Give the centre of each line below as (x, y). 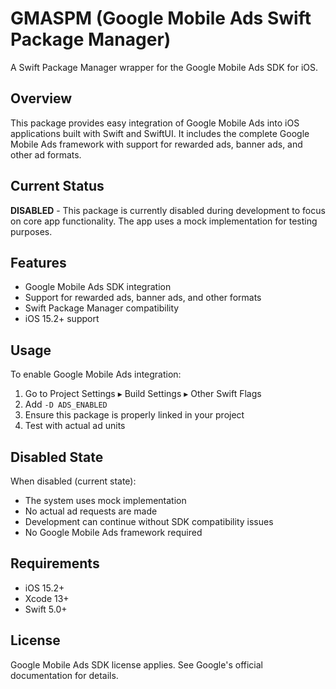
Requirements (55, 563)
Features (38, 262)
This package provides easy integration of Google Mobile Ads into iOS (155, 123)
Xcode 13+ (47, 598)
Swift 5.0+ (46, 609)
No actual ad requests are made (91, 511)
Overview (41, 98)
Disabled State (57, 457)
